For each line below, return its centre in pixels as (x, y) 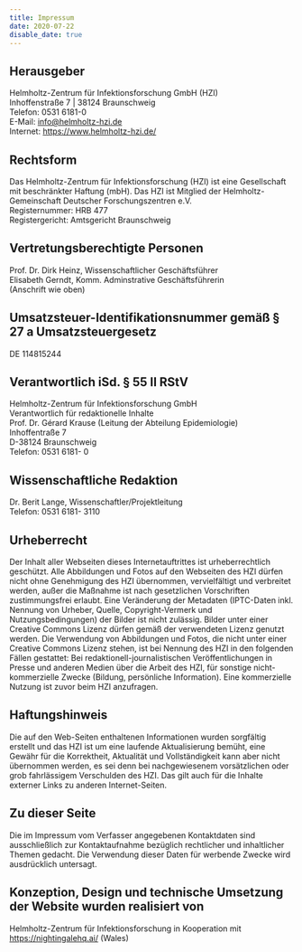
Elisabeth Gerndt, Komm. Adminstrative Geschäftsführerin (117, 279)
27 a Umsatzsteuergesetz (83, 332)
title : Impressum (42, 18)
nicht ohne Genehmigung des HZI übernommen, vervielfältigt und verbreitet (150, 581)
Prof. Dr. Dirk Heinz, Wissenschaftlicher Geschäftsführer (114, 270)
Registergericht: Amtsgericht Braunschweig (90, 220)
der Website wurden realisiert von (107, 906)
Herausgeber (47, 71)
